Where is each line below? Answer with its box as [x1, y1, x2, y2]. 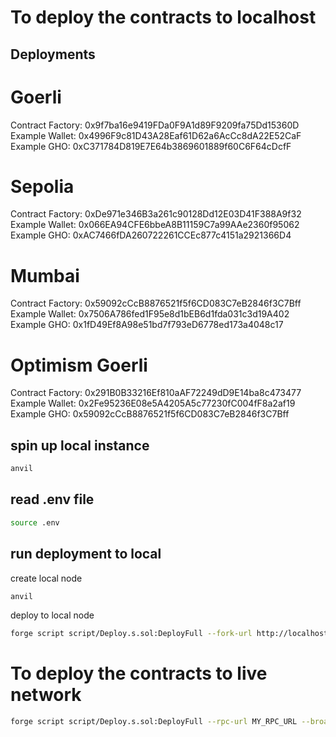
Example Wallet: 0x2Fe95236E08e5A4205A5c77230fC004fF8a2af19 [10, 397, 296, 410]
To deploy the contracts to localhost [10, 6, 317, 29]
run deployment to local [10, 546, 162, 563]
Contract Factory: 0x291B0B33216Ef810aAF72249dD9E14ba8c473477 [10, 387, 302, 399]
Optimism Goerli [10, 354, 148, 376]
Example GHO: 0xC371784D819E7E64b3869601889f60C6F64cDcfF [10, 140, 292, 152]
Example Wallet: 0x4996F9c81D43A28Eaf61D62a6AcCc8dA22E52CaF [10, 129, 302, 141]
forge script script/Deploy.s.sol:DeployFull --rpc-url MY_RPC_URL [10, 717, 298, 727]
